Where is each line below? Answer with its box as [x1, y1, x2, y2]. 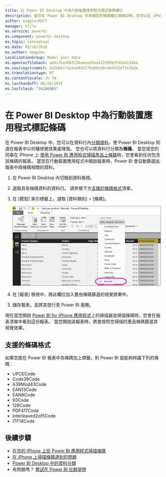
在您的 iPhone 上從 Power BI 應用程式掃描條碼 [12, 448, 106, 454]
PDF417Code [12, 407, 39, 413]
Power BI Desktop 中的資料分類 [12, 460, 76, 466]
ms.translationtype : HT [5, 71, 54, 76]
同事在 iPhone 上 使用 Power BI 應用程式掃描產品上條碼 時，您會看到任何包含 [5, 151, 161, 158]
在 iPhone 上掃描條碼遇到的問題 [12, 454, 77, 460]
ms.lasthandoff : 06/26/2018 [5, 81, 63, 86]
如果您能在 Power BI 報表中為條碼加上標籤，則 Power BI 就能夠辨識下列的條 [5, 354, 159, 361]
